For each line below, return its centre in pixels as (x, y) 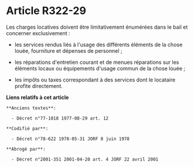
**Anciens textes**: (31, 108)
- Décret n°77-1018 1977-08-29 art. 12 (60, 118)
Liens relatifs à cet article (38, 97)
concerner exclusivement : (38, 33)
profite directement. (38, 86)
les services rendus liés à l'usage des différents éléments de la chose (98, 45)
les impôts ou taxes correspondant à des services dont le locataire (95, 80)
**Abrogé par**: (26, 149)
